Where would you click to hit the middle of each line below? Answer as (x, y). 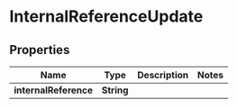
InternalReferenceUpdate (106, 17)
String (115, 90)
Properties (40, 50)
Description (163, 75)
